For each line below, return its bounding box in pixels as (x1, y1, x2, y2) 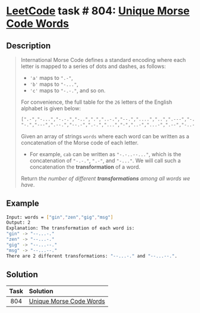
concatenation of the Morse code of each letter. (20, 139, 139, 146)
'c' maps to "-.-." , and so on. (29, 87, 106, 94)
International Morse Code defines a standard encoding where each (20, 57, 186, 63)
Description (6, 41, 51, 51)
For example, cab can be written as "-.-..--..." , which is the (29, 150, 181, 157)
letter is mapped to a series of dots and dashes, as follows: (20, 63, 166, 70)
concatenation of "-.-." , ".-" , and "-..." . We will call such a (29, 157, 181, 164)
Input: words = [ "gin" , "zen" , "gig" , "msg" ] (6, 214, 113, 220)
